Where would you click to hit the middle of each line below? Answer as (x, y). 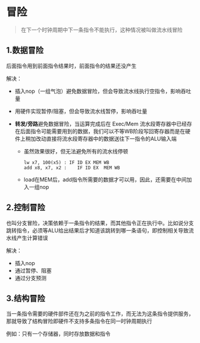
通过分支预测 (30, 278)
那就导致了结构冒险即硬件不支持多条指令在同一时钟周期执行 (79, 321)
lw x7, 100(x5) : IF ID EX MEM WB (66, 162)
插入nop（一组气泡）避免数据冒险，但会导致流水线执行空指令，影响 (98, 91)
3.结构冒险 (26, 298)
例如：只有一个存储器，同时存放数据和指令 (58, 334)
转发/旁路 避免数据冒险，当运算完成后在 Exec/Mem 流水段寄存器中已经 (101, 124)
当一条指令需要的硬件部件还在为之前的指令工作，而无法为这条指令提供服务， (100, 314)
